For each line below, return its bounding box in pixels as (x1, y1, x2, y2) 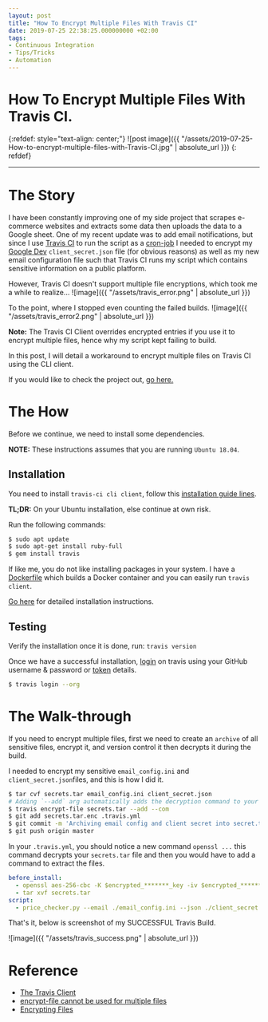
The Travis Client (19, 988, 76, 997)
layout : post (8, 11, 52, 20)
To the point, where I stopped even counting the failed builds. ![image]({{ (8, 302, 247, 312)
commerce (8, 221, 44, 231)
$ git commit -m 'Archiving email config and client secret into (8, 819, 230, 828)
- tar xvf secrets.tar (15, 889, 91, 897)
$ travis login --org (8, 680, 81, 689)
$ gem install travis (8, 550, 81, 558)
